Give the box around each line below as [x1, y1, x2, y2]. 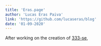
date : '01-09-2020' [5, 21, 46, 26]
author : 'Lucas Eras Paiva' [5, 12, 64, 17]
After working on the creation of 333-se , [5, 35, 88, 41]
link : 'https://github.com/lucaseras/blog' [5, 16, 97, 21]
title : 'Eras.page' [5, 7, 46, 12]
